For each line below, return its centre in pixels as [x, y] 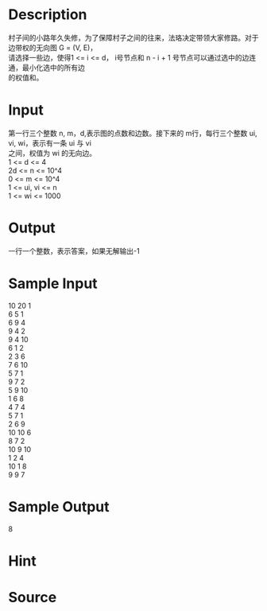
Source [33, 597]
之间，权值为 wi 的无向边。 [52, 153]
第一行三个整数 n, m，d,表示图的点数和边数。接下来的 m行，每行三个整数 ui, [133, 133]
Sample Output [59, 506]
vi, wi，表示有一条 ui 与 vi [50, 143]
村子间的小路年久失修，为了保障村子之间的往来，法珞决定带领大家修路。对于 [133, 37]
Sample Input [53, 283]
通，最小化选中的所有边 [46, 67]
